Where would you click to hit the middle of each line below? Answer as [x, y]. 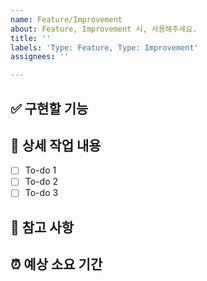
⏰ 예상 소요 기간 [56, 264]
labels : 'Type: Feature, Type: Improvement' [104, 47]
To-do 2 [41, 182]
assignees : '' [40, 57]
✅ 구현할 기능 [49, 108]
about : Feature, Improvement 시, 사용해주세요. [104, 29]
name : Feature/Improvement [66, 19]
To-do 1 [40, 170]
